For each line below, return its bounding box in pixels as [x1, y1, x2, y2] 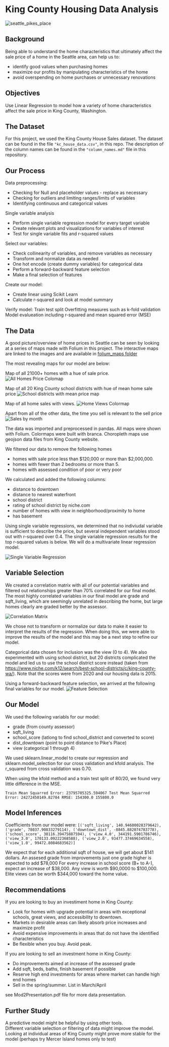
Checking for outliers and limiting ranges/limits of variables [12, 195, 135, 201]
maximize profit [12, 925, 45, 931]
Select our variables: [5, 241, 48, 247]
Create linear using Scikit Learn [12, 292, 78, 298]
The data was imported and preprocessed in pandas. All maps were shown [5, 425, 161, 432]
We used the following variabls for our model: [5, 713, 100, 720]
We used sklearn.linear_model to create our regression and [5, 754, 128, 761]
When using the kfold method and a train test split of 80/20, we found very [5, 775, 160, 781]
